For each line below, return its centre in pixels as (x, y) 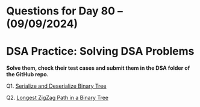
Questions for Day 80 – (65, 11)
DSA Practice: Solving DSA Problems (100, 51)
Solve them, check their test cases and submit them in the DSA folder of (98, 68)
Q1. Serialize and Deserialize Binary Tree (56, 86)
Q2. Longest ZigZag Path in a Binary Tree (58, 98)
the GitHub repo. (28, 75)
